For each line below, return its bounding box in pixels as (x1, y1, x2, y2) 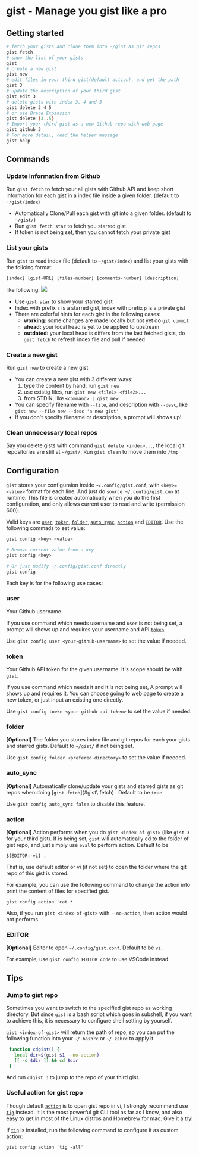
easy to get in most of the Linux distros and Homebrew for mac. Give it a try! (6, 1115, 193, 1122)
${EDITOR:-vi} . (6, 853, 46, 859)
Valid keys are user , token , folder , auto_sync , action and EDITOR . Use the (6, 518, 184, 525)
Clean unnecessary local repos (6, 428, 98, 437)
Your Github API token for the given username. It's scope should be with (6, 666, 183, 673)
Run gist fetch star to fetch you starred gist (14, 222, 127, 230)
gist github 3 (6, 127, 42, 133)
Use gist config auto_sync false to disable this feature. (6, 800, 146, 808)
